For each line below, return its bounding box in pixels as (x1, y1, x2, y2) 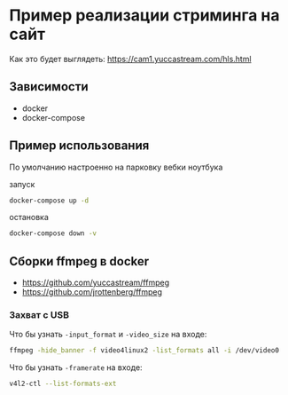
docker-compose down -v (9, 229, 97, 238)
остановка (9, 212, 49, 223)
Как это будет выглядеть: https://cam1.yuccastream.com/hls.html (9, 53, 252, 64)
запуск (9, 178, 35, 189)
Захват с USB (9, 309, 69, 321)
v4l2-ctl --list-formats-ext (9, 379, 117, 389)
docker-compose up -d (9, 196, 90, 205)
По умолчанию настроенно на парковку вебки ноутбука (9, 162, 223, 172)
